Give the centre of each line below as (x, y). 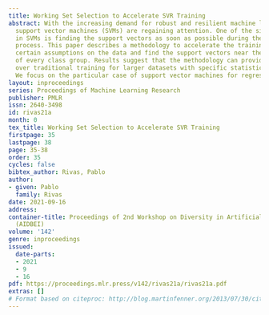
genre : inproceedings (44, 240)
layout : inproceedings (46, 83)
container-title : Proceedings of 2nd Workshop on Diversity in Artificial (136, 217)
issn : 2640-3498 (35, 105)
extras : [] (26, 292)
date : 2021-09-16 (37, 202)
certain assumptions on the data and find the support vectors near (132, 53)
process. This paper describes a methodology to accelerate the (125, 46)
